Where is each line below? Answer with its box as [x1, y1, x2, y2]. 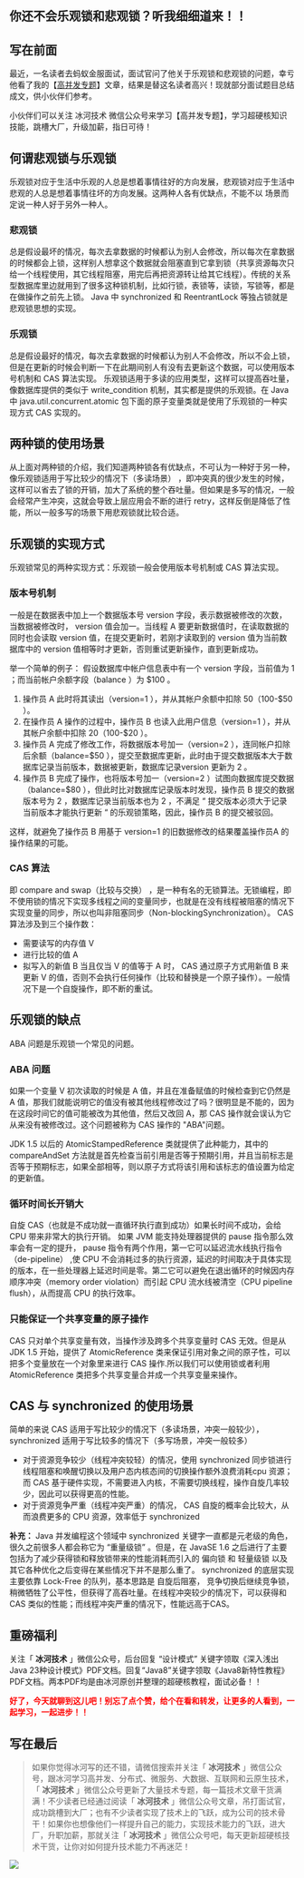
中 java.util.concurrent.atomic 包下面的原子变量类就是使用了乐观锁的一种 [9, 396, 280, 406]
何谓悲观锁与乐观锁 [9, 151, 117, 166]
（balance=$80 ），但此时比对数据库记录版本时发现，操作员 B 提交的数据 [22, 784, 295, 795]
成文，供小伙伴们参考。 [9, 91, 97, 102]
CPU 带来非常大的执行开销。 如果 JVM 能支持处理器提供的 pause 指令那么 [9, 1231, 286, 1242]
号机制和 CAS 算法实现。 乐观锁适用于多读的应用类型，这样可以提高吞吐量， [9, 373, 294, 384]
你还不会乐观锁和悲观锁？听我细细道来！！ [9, 8, 247, 24]
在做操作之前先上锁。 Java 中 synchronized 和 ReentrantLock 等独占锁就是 [9, 291, 289, 302]
